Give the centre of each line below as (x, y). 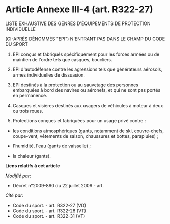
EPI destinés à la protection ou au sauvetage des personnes (75, 85)
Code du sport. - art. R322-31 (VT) (49, 216)
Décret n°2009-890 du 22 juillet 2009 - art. (58, 185)
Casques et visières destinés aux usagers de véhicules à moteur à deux (88, 105)
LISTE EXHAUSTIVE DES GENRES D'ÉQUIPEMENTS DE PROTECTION (78, 23)
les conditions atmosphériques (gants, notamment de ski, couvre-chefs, (88, 131)
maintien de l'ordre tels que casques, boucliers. (63, 59)
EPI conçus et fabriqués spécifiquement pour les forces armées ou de (86, 54)
